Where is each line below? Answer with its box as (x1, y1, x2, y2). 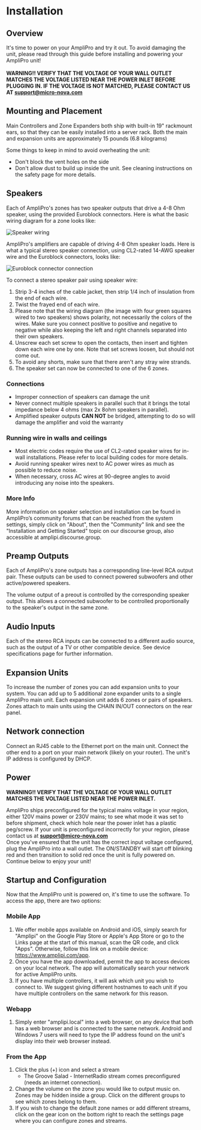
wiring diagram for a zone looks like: (6, 217, 96, 224)
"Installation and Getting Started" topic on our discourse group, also (6, 527, 174, 534)
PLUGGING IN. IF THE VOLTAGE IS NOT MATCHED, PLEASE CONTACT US (6, 82, 191, 90)
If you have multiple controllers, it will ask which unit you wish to (14, 977, 174, 984)
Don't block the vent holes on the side (14, 158, 109, 165)
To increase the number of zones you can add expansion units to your (6, 683, 179, 690)
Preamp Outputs (6, 551, 69, 561)
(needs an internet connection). (23, 1079, 102, 1086)
